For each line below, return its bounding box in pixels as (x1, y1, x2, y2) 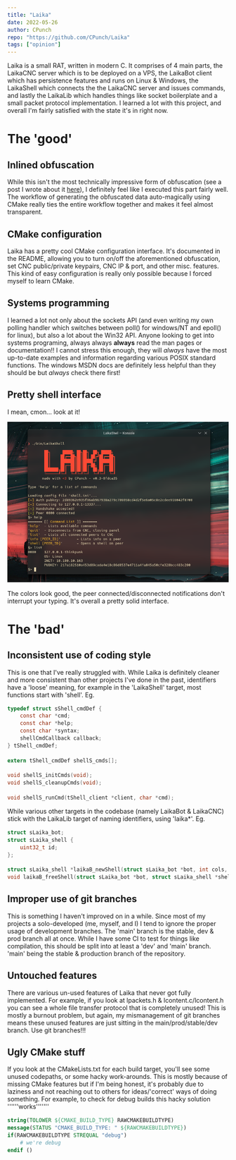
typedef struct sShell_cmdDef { (7, 705, 102, 712)
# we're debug (20, 1140, 61, 1147)
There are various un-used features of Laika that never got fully (7, 988, 191, 997)
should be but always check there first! (7, 368, 121, 377)
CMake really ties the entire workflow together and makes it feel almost (7, 200, 214, 209)
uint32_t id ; (20, 843, 58, 851)
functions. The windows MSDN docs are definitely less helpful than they (7, 360, 216, 370)
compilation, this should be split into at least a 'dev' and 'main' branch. (7, 941, 211, 950)
